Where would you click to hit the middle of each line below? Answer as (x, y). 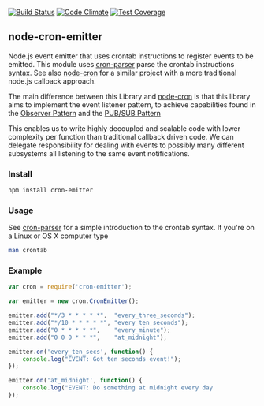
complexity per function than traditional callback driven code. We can (121, 136)
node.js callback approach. (52, 81)
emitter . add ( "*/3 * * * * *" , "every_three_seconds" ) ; (102, 315)
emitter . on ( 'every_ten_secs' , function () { (81, 352)
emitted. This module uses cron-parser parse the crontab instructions (121, 64)
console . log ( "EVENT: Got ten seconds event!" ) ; (102, 359)
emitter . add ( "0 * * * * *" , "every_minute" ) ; (89, 330)
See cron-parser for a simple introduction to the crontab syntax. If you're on (131, 228)
